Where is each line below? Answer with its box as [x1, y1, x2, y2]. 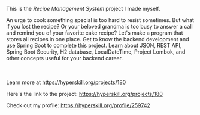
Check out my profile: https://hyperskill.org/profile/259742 [6, 102, 151, 109]
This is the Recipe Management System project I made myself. [6, 5, 160, 12]
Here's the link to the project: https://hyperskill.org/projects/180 [6, 91, 163, 97]
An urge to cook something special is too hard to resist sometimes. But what [6, 17, 195, 23]
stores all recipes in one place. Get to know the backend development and [6, 36, 190, 42]
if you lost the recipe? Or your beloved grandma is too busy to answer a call [6, 23, 193, 30]
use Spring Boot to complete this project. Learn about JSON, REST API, [6, 42, 182, 49]
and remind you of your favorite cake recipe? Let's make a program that [6, 29, 184, 36]
